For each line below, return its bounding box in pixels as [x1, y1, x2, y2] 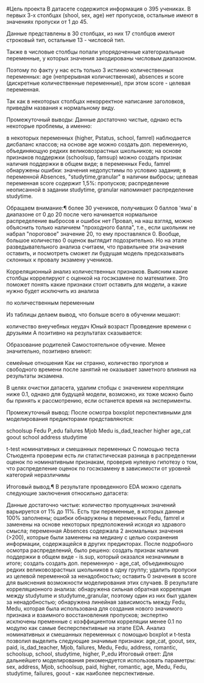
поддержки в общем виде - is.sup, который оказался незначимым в [6, 553, 184, 560]
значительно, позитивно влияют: [6, 347, 92, 355]
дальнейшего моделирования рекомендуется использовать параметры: [6, 657, 196, 664]
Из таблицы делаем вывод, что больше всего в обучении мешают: [6, 311, 181, 318]
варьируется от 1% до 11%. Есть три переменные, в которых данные [6, 508, 185, 515]
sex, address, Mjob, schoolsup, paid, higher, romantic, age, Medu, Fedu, [6, 664, 188, 670]
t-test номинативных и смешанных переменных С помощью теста [6, 445, 180, 453]
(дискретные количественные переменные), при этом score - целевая [6, 79, 191, 87]
